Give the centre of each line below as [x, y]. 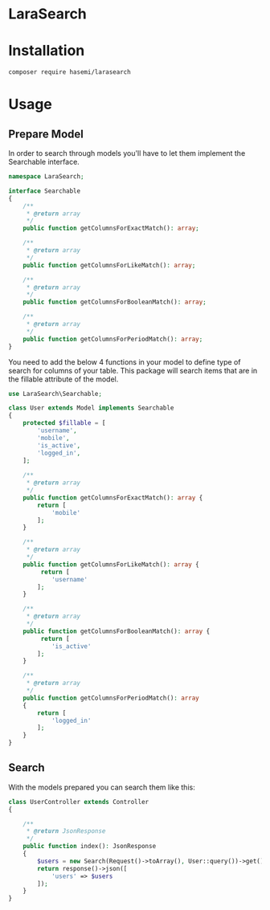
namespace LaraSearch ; [46, 177]
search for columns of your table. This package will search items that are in [133, 370]
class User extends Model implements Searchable [91, 408]
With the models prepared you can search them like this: [102, 787]
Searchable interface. [44, 162]
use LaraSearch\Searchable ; [55, 394]
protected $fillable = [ [64, 423]
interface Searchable [45, 191]
